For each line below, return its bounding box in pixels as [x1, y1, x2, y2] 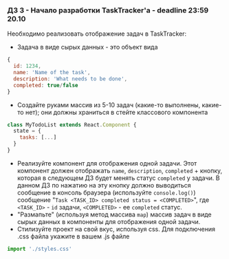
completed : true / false [13, 82, 78, 89]
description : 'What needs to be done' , [13, 75, 128, 82]
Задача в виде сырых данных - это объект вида [17, 43, 158, 52]
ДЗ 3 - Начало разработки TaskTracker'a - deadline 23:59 [7, 5, 209, 15]
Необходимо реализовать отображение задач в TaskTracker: [7, 30, 187, 38]
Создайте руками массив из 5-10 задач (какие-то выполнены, [17, 100, 201, 109]
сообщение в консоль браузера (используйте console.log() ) [17, 188, 196, 196]
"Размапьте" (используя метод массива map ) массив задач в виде [17, 210, 212, 218]
